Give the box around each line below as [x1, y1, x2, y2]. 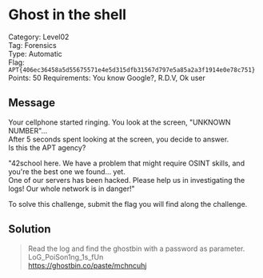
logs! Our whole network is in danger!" [8, 184, 136, 193]
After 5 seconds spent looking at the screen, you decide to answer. [8, 134, 229, 144]
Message [8, 96, 56, 109]
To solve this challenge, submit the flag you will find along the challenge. [8, 199, 248, 208]
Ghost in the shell [8, 6, 126, 24]
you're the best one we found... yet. [8, 166, 126, 177]
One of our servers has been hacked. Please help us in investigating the [8, 175, 245, 185]
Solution [8, 222, 51, 236]
